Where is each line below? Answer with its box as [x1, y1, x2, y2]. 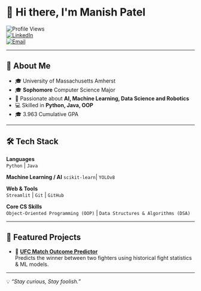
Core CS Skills [6, 203, 42, 210]
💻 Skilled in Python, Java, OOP [14, 101, 94, 108]
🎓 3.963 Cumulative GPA [14, 110, 79, 117]
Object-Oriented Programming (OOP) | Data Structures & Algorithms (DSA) [6, 209, 191, 216]
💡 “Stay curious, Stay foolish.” [6, 278, 81, 285]
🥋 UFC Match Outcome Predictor [14, 248, 98, 255]
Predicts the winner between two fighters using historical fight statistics [14, 254, 193, 262]
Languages [6, 155, 35, 162]
